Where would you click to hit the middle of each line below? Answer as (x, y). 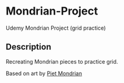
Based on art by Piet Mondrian (44, 73)
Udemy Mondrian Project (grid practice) (56, 28)
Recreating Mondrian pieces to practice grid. (62, 61)
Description (28, 47)
